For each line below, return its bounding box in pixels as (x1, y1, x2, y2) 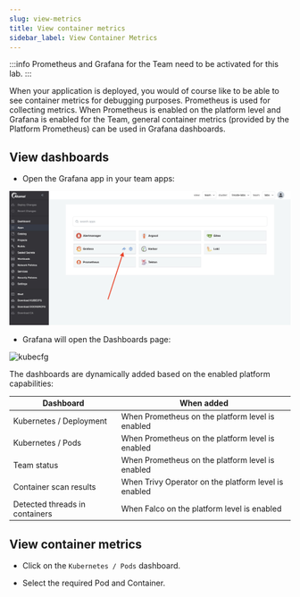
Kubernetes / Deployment (12, 416, 107, 426)
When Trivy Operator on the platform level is (121, 476, 284, 487)
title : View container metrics (9, 23, 126, 33)
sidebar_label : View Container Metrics (9, 33, 158, 42)
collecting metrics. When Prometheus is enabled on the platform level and (9, 105, 281, 115)
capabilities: (9, 378, 54, 389)
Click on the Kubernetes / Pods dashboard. (21, 559, 181, 571)
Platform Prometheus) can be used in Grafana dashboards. (9, 123, 226, 134)
